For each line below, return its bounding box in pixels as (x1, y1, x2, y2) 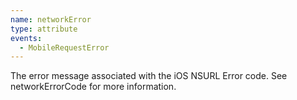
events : (10, 33, 43, 43)
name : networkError (10, 14, 92, 25)
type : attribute (10, 24, 78, 34)
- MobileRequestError (19, 42, 110, 53)
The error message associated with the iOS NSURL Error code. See (10, 70, 288, 82)
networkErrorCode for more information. (10, 81, 177, 93)
